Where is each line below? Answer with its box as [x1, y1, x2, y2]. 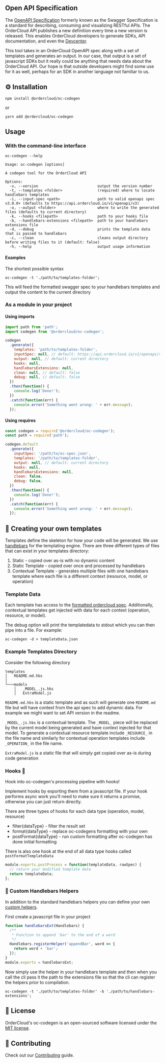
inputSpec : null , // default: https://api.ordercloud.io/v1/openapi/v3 [14, 352, 164, 357]
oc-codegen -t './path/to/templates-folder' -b [5, 989, 105, 994]
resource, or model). [5, 612, 47, 618]
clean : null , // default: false [14, 370, 80, 375]
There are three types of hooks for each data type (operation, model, [5, 808, 145, 814]
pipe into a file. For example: [5, 627, 63, 633]
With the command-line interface [5, 142, 86, 149]
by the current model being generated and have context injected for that [5, 724, 151, 730]
